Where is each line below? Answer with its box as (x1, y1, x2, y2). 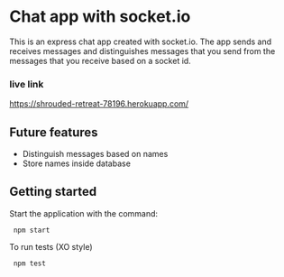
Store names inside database (22, 158, 131, 169)
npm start (13, 226, 50, 235)
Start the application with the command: (9, 208, 159, 218)
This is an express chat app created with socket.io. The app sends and (9, 36, 272, 47)
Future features (9, 125, 98, 140)
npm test (13, 259, 47, 268)
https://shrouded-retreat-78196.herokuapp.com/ (9, 98, 189, 109)
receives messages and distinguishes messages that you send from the (9, 45, 276, 56)
